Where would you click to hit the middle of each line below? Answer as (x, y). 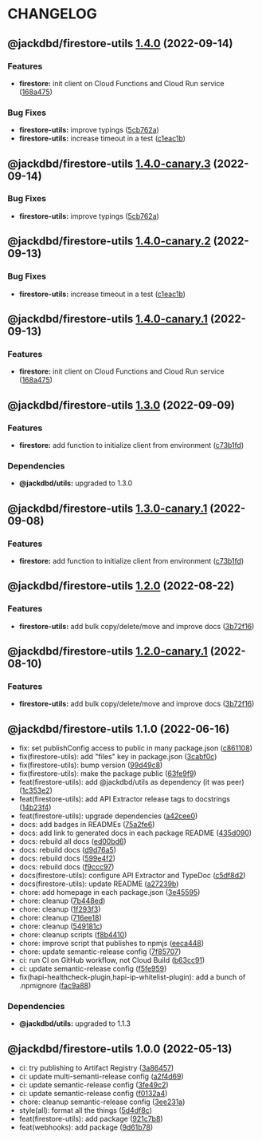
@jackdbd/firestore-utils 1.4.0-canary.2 (109, 241)
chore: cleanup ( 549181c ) (61, 926)
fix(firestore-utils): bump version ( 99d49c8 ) (91, 765)
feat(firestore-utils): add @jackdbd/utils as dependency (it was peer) (131, 782)
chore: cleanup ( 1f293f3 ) (60, 909)
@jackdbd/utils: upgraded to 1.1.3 (74, 1023)
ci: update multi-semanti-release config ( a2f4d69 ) (101, 1077)
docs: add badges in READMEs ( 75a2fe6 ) (87, 825)
